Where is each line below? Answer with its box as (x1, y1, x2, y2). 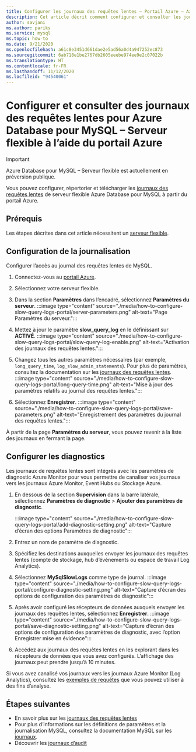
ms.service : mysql (6, 30, 51, 36)
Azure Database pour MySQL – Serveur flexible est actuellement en (6, 167, 168, 174)
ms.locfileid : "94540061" (6, 74, 69, 80)
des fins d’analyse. (6, 682, 51, 689)
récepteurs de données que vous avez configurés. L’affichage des (14, 652, 174, 659)
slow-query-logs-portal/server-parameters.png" (14, 308, 131, 315)
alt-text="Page (132, 308, 168, 315)
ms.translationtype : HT (6, 57, 64, 63)
